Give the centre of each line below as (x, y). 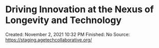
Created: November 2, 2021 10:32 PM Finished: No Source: (67, 34)
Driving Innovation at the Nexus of (79, 9)
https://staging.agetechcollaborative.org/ (49, 40)
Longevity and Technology (64, 20)
